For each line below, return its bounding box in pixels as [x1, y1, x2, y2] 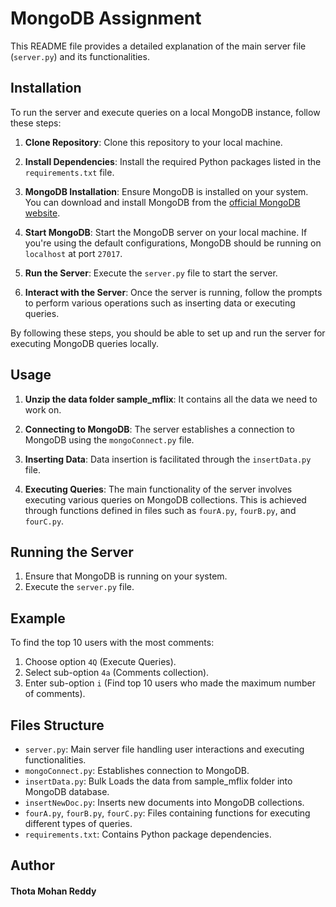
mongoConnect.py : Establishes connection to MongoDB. [24, 765, 250, 776]
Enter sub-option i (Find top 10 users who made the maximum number [24, 677, 316, 689]
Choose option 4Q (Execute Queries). [24, 656, 177, 668]
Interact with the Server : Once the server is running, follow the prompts [24, 286, 323, 298]
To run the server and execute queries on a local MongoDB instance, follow [10, 106, 321, 118]
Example [10, 610, 66, 627]
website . [24, 207, 61, 219]
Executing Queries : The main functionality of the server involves [24, 483, 293, 495]
